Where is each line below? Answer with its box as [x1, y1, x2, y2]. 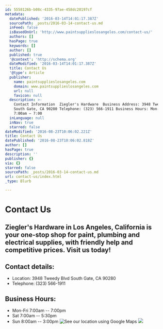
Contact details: [5, 262, 55, 271]
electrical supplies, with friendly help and [5, 239, 133, 247]
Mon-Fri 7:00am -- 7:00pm [12, 308, 66, 313]
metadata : [5, 12, 25, 17]
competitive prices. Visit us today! [5, 246, 111, 254]
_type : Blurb [5, 179, 32, 184]
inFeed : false [9, 25, 38, 30]
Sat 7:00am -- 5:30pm [12, 313, 57, 319]
